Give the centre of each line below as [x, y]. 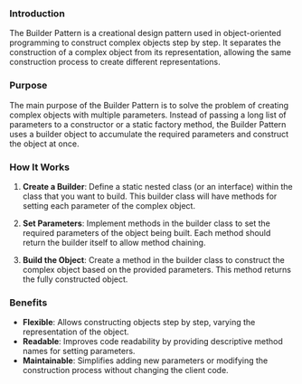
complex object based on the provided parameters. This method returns [157, 269]
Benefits [28, 303]
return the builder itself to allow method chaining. [114, 242]
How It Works [40, 167]
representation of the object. [75, 332]
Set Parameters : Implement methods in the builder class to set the [146, 223]
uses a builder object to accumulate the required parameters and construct [149, 134]
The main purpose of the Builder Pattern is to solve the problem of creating [149, 105]
